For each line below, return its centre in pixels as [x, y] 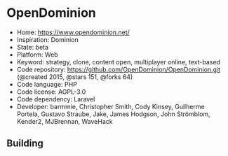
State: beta [33, 47]
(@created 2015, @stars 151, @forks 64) [75, 77]
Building [25, 144]
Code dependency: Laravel [56, 99]
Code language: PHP [47, 84]
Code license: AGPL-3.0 [51, 92]
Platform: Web [37, 55]
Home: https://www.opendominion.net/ [73, 32]
